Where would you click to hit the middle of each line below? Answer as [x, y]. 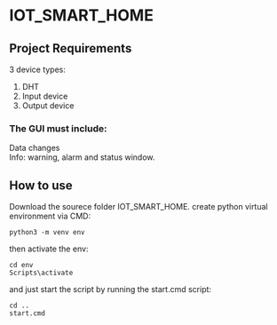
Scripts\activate [41, 273]
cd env [21, 266]
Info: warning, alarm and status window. [82, 157]
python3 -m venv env [47, 233]
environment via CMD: [50, 216]
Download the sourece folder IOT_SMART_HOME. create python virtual [138, 207]
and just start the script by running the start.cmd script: [110, 289]
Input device [45, 96]
